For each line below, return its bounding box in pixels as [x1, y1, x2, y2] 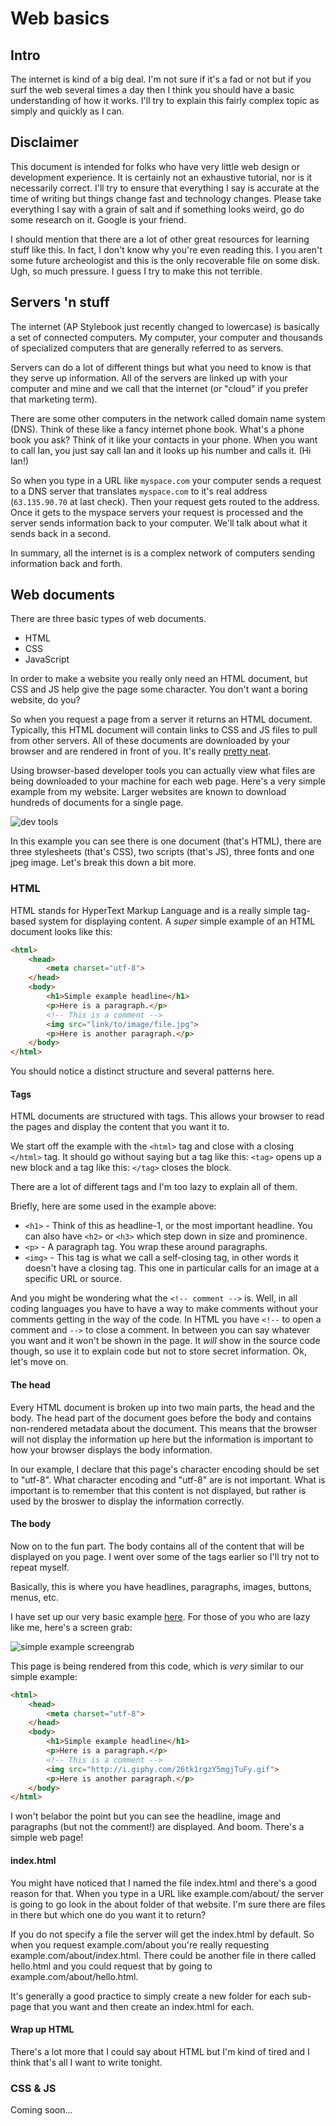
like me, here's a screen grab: [10, 1621, 133, 1633]
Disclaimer [10, 134, 79, 151]
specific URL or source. [24, 1273, 122, 1285]
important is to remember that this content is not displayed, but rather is [10, 1484, 307, 1496]
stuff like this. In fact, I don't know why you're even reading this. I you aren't [10, 243, 323, 256]
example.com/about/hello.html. [10, 1970, 139, 1982]
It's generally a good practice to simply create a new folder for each [10, 1990, 290, 2002]
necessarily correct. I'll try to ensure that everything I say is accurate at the [10, 182, 320, 194]
